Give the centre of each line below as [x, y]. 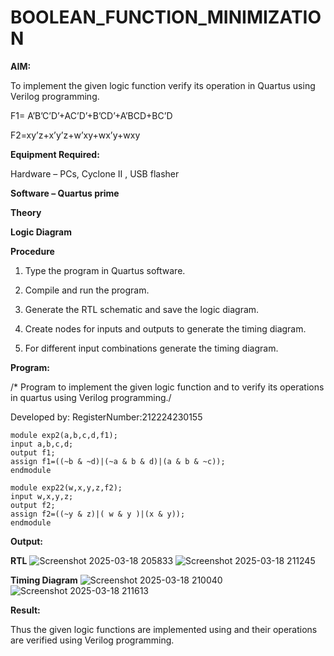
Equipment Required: [55, 154]
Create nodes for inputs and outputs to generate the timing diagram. [165, 328]
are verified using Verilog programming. [92, 640]
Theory [26, 212]
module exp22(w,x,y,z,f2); [66, 487]
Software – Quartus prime [65, 193]
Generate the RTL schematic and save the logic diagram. [142, 309]
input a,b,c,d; [42, 444]
